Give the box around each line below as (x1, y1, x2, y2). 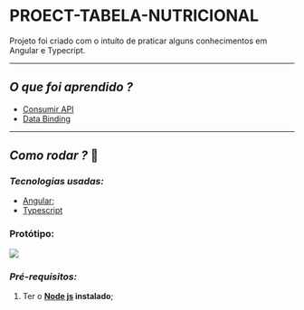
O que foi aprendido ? (9, 80, 134, 95)
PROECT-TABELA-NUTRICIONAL (9, 5, 260, 26)
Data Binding (22, 113, 71, 124)
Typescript (22, 205, 63, 216)
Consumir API (22, 103, 74, 114)
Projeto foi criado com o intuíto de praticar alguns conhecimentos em (9, 35, 268, 46)
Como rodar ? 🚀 (9, 148, 99, 164)
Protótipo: (9, 228, 54, 240)
